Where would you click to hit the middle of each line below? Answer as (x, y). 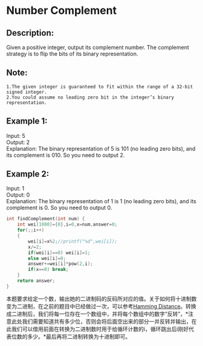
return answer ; (36, 281)
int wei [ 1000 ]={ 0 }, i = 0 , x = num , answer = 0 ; (67, 224)
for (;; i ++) (31, 230)
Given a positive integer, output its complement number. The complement (98, 47)
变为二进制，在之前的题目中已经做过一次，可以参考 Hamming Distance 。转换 (101, 306)
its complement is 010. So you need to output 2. (66, 155)
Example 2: (28, 174)
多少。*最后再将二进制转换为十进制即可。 (79, 336)
